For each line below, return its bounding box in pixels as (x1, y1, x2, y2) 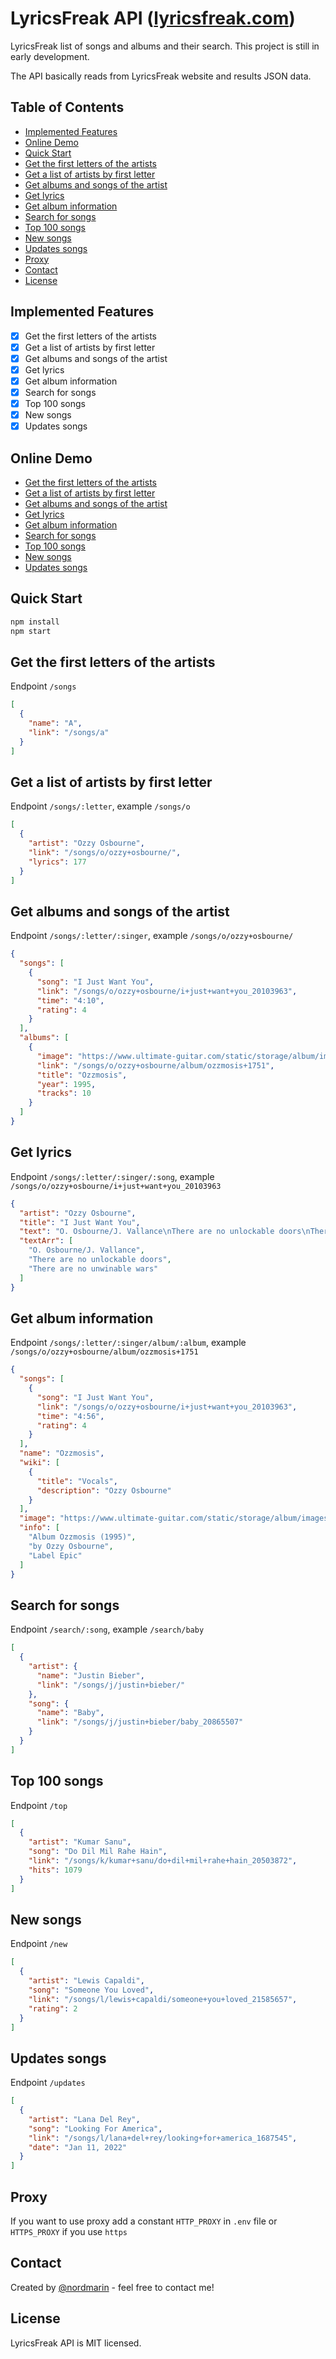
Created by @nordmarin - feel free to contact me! (10, 2281, 215, 2293)
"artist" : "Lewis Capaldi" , (28, 1976, 145, 1986)
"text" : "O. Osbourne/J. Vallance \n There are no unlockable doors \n (19, 1227, 311, 1237)
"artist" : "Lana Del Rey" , (28, 2114, 141, 2124)
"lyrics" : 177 (28, 857, 87, 867)
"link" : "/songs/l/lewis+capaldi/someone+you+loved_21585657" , (28, 1994, 298, 2004)
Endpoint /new (10, 1938, 68, 1950)
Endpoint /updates (10, 2077, 86, 2089)
